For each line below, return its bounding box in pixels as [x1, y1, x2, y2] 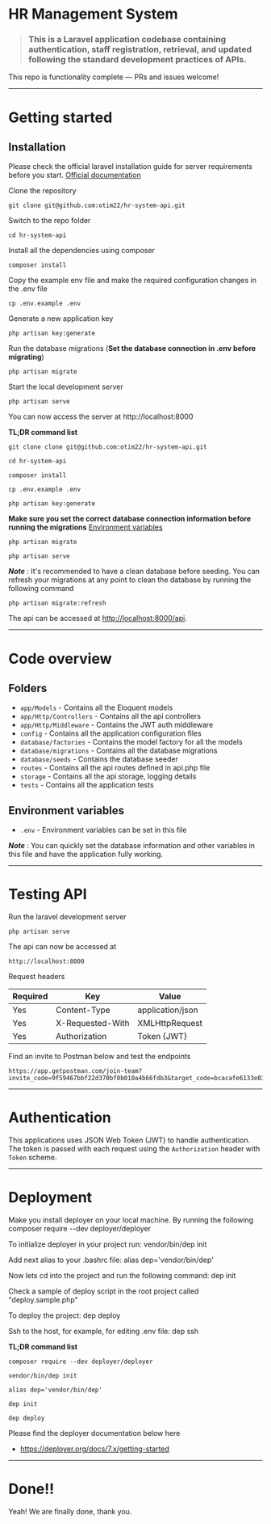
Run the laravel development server [8, 912, 127, 922]
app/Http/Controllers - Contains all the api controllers [19, 711, 202, 721]
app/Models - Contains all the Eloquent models [19, 703, 173, 712]
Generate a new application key [8, 314, 114, 323]
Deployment [8, 1188, 93, 1207]
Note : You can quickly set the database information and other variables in [8, 841, 256, 851]
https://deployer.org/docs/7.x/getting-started [19, 1444, 169, 1454]
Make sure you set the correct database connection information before [8, 514, 252, 524]
